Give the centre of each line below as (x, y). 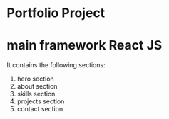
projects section (41, 101)
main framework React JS (84, 46)
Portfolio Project (56, 13)
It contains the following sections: (56, 65)
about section (37, 86)
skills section (36, 94)
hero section (35, 79)
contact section (40, 109)
